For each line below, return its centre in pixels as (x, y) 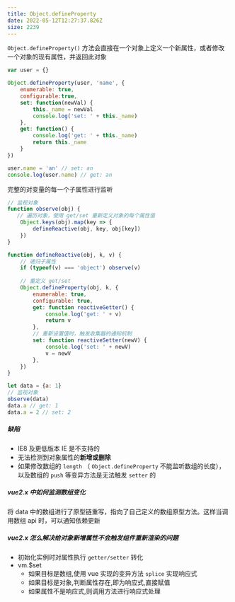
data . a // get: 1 (33, 405)
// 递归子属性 (38, 261)
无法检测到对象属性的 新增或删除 (64, 457)
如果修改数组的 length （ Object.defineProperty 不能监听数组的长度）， (121, 466)
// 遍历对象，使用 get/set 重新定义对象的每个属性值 (86, 216)
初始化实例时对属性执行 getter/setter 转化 (80, 557)
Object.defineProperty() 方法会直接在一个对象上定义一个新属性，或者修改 (116, 48)
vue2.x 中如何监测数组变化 (47, 492)
